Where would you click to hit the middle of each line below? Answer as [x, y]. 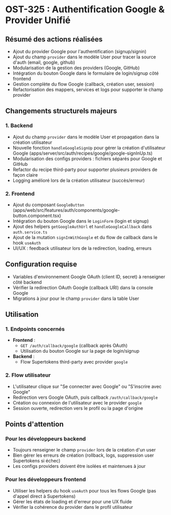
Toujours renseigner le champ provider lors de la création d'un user [84, 450]
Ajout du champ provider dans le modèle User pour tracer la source [84, 57]
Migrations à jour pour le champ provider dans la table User [76, 298]
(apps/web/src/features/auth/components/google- [66, 210]
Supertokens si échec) [36, 461]
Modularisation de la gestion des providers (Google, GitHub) [76, 68]
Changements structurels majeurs [61, 111]
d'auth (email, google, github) [44, 62]
